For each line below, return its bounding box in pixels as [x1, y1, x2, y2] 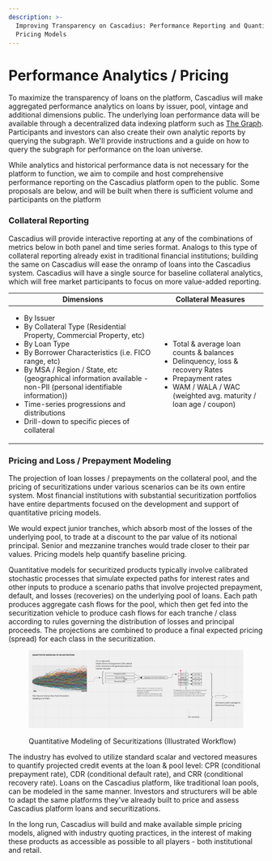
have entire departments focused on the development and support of [8, 499, 240, 509]
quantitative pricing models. [8, 508, 101, 518]
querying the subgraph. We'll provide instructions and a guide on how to [8, 136, 249, 146]
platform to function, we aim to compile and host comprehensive [8, 169, 224, 178]
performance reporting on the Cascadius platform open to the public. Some [8, 178, 261, 187]
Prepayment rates [172, 374, 232, 383]
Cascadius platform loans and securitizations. [8, 803, 161, 813]
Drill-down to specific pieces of [23, 417, 130, 426]
